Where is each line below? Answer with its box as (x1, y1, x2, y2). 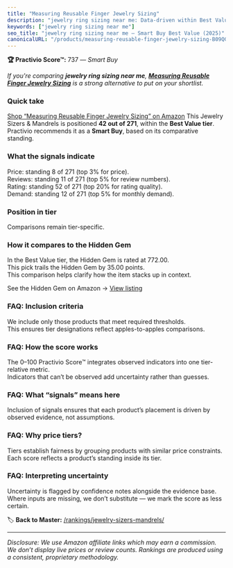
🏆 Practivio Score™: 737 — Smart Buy (7, 56, 118, 64)
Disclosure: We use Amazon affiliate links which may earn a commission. (7, 538, 217, 546)
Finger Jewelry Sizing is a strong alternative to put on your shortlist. (7, 79, 204, 88)
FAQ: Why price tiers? (7, 430, 83, 440)
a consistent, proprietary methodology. (7, 553, 119, 561)
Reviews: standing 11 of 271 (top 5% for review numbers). (7, 175, 171, 183)
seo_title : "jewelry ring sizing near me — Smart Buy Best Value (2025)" (7, 29, 225, 37)
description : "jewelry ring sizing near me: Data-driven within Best (7, 17, 213, 24)
